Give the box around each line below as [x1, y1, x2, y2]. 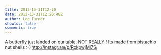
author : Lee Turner [5, 16, 45, 21]
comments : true [5, 26, 36, 30]
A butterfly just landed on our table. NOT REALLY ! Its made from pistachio [5, 39, 156, 45]
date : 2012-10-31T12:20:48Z [5, 12, 63, 17]
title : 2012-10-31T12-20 [5, 7, 56, 12]
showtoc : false [5, 21, 36, 26]
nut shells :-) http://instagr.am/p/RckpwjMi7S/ [5, 44, 97, 50]
